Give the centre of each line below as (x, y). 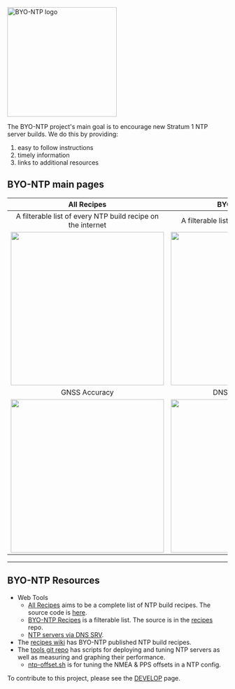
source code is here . (57, 612)
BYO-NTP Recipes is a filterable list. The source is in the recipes (120, 620)
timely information (43, 155)
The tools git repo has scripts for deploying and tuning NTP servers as (119, 649)
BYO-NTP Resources (54, 581)
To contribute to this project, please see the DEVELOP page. (94, 678)
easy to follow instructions (55, 148)
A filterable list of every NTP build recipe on (87, 216)
